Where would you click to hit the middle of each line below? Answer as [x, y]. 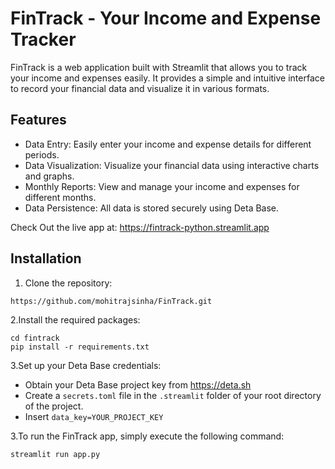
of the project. [54, 406]
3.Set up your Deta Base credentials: [86, 365]
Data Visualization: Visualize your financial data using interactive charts [172, 165]
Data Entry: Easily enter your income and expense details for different [168, 144]
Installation [46, 258]
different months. [60, 197]
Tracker [43, 39]
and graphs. [49, 176]
